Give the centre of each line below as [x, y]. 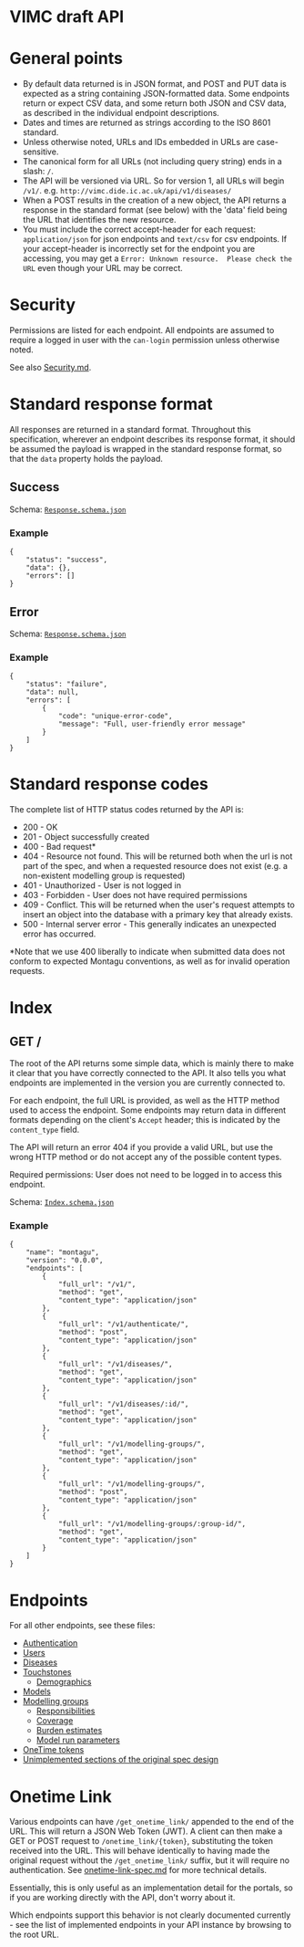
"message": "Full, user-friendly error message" [152, 724]
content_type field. [45, 1130]
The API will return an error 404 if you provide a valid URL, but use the [141, 1147]
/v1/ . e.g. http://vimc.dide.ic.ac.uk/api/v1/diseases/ [127, 191]
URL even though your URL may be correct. [103, 268]
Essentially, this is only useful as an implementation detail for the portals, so [151, 1888]
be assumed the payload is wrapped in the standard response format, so [146, 449]
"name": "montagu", [63, 1252]
